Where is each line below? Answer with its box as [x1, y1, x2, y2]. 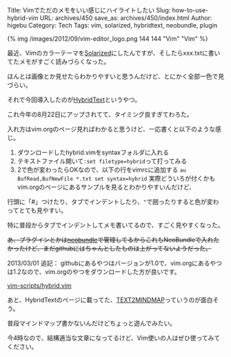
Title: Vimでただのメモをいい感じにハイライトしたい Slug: [7, 6, 171, 14]
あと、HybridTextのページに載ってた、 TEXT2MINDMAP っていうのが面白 [7, 296, 213, 304]
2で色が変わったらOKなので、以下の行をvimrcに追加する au [17, 165, 186, 174]
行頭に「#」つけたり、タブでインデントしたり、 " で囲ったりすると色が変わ [7, 198, 219, 205]
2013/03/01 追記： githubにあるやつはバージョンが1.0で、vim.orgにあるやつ [7, 259, 223, 267]
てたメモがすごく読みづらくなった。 [7, 57, 110, 66]
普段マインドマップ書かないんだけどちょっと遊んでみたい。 [7, 319, 177, 327]
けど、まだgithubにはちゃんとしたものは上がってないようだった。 [25, 244, 212, 253]
